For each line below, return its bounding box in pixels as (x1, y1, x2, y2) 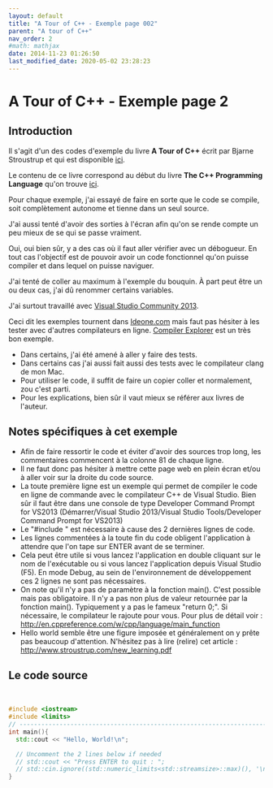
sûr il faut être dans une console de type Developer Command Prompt (19, 498, 255, 508)
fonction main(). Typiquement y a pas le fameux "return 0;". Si (19, 602, 228, 612)
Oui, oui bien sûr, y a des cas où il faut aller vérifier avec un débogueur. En (8, 243, 258, 253)
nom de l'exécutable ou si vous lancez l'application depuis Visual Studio (19, 558, 262, 569)
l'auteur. (19, 401, 48, 411)
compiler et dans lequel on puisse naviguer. (8, 261, 154, 271)
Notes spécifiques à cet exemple (8, 425, 178, 439)
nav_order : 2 (8, 34, 53, 43)
